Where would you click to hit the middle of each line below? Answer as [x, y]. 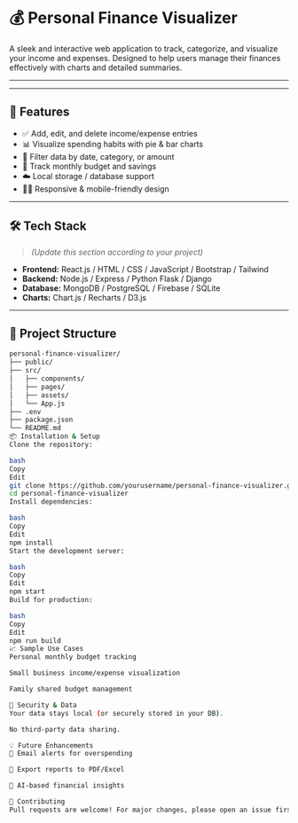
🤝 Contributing [37, 802]
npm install [31, 543]
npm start [27, 592]
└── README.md [35, 428]
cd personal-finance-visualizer [69, 494]
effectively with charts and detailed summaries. [96, 67]
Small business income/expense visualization [94, 673]
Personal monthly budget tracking [73, 657]
